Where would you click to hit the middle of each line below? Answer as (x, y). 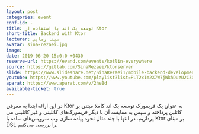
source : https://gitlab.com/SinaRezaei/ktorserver (70, 67)
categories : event (29, 17)
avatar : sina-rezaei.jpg (37, 45)
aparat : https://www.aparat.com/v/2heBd (57, 84)
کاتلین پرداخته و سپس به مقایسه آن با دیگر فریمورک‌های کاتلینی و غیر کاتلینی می (94, 112)
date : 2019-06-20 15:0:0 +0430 (45, 56)
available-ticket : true (36, 89)
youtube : (17, 78)
